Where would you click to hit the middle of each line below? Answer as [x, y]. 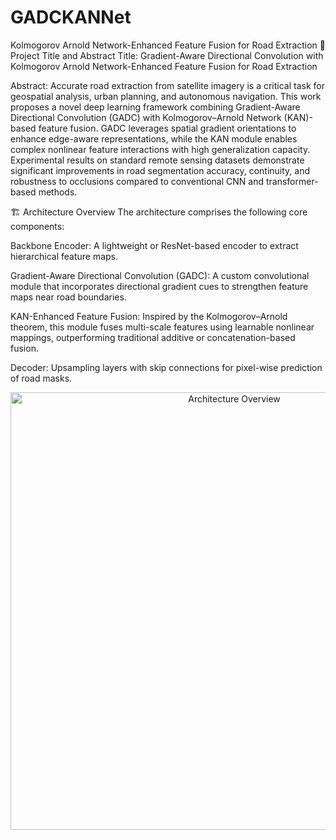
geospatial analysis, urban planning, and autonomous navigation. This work [166, 96]
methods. [58, 192]
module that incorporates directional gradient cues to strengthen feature [159, 286]
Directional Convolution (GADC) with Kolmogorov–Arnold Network [146, 117]
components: [37, 226]
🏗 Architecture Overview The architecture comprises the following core [159, 212]
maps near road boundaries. [68, 297]
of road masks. [41, 378]
